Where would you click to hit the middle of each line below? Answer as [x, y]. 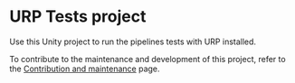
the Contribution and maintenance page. [85, 69]
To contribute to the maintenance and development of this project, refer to [148, 59]
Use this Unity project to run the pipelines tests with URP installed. [133, 41]
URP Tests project [78, 17]
